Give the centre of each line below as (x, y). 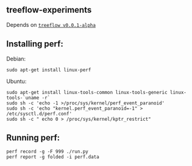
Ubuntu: (16, 81)
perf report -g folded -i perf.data (53, 157)
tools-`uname (23, 98)
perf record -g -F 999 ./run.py (47, 152)
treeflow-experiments (49, 10)
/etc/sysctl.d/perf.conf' (39, 114)
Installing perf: (35, 44)
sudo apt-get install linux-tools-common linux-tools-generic (87, 92)
